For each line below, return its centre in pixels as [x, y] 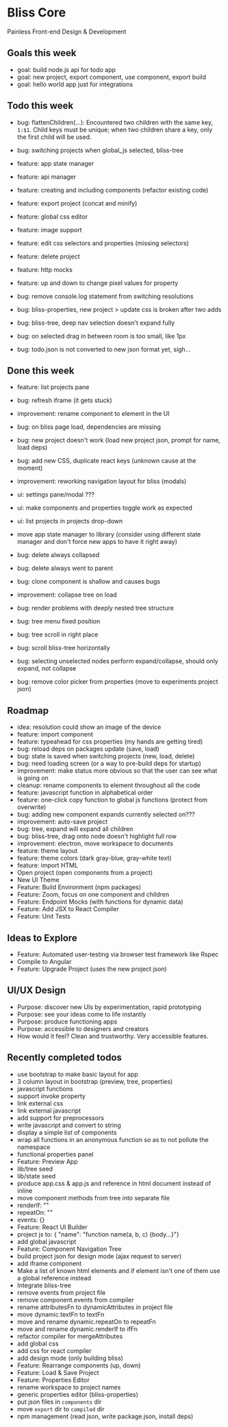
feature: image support [49, 229]
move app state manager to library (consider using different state [109, 534]
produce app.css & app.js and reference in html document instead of [114, 1183]
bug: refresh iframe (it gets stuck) [65, 400]
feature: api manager [47, 177]
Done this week [41, 370]
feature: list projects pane [53, 387]
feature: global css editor [52, 216]
